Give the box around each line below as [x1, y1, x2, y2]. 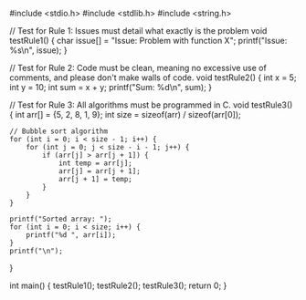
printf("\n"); [9, 246, 64, 255]
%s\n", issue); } [9, 45, 68, 56]
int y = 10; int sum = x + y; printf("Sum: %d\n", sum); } [9, 82, 213, 92]
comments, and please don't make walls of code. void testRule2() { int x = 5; [9, 72, 297, 83]
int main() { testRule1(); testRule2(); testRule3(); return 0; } [9, 280, 227, 291]
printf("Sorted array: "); [9, 214, 112, 223]
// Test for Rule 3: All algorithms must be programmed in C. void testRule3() [9, 99, 293, 110]
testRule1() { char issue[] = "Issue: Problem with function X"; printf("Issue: [9, 36, 288, 46]
